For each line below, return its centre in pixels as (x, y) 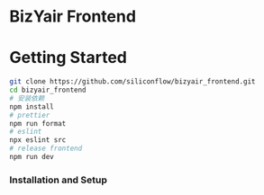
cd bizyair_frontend (48, 90)
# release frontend (46, 149)
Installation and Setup (59, 180)
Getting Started (68, 58)
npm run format (38, 123)
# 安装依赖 (27, 98)
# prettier (30, 115)
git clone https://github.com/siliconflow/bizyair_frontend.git (132, 82)
